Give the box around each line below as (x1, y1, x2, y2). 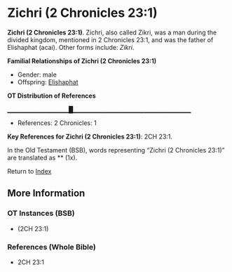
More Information (7, 188, 86, 200)
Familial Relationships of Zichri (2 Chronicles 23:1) (7, 56, 157, 65)
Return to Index (7, 167, 52, 175)
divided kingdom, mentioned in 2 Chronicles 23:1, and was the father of (7, 35, 214, 44)
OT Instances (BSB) (7, 209, 75, 219)
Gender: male (17, 70, 57, 79)
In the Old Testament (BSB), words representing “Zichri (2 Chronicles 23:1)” (7, 145, 225, 154)
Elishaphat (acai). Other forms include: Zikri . (7, 43, 135, 51)
